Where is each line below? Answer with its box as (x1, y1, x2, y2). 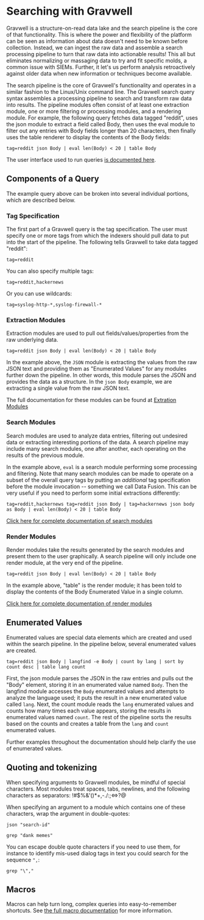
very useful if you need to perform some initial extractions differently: (6, 489, 181, 497)
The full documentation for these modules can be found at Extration (6, 397, 177, 404)
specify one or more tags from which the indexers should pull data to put (6, 232, 189, 239)
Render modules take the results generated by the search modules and (6, 546, 185, 553)
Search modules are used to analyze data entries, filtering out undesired (6, 432, 188, 439)
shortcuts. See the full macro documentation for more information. (6, 907, 173, 915)
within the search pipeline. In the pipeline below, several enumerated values (6, 640, 197, 647)
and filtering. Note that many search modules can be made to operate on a (6, 470, 194, 477)
